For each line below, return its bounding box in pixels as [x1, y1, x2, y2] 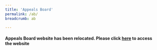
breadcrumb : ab [5, 16, 36, 21]
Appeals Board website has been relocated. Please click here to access [5, 35, 153, 41]
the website [5, 40, 30, 46]
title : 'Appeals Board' [5, 7, 54, 12]
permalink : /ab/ [5, 12, 38, 17]
